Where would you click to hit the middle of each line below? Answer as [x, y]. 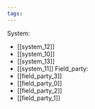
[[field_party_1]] [39, 98]
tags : [15, 13]
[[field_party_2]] [40, 90]
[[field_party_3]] [39, 76]
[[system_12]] [36, 46]
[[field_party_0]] [40, 83]
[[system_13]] [36, 61]
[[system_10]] [36, 54]
